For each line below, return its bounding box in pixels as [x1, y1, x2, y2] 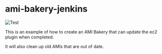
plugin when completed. [5, 34, 54, 40]
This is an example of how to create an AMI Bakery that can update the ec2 [5, 29, 158, 35]
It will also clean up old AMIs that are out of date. [5, 43, 104, 49]
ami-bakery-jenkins [5, 3, 88, 15]
